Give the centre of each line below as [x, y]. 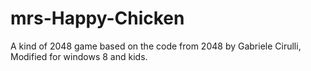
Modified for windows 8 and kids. [79, 56]
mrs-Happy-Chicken [97, 18]
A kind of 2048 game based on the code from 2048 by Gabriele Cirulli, [156, 46]
